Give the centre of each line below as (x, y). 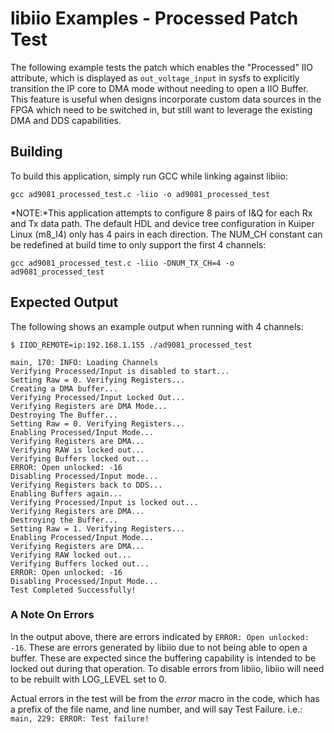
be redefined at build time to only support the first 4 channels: (138, 244)
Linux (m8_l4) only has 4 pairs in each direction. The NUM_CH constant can (166, 234)
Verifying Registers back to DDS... (86, 485)
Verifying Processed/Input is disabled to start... (120, 371)
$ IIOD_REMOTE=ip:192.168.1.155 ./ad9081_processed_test (131, 345)
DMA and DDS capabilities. (66, 120)
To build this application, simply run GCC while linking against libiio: (149, 176)
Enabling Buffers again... (66, 493)
